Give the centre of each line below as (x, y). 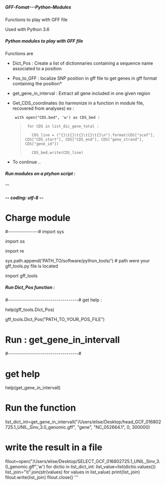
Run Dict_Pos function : (30, 287)
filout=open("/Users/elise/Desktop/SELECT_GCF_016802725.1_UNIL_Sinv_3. (83, 461)
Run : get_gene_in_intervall (62, 340)
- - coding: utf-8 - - (24, 198)
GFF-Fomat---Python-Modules (38, 7)
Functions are (19, 53)
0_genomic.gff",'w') (25, 467)
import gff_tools (21, 276)
